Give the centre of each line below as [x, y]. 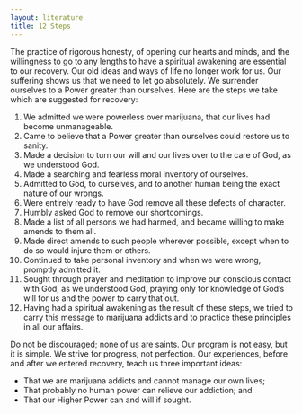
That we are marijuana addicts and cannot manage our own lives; [144, 380]
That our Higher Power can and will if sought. [107, 400]
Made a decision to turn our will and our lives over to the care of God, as [157, 154]
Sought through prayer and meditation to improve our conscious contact [157, 278]
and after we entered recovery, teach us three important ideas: [126, 363]
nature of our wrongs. [63, 193]
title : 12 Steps [40, 26]
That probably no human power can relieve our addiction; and [138, 390]
